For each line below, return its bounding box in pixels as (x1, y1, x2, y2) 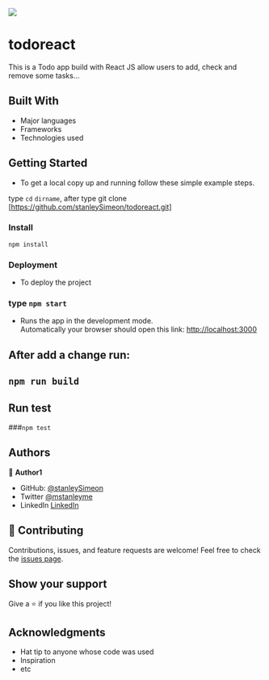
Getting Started (8, 156, 88, 170)
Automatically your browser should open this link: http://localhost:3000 (19, 324, 257, 335)
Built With (8, 94, 59, 108)
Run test (8, 401, 52, 415)
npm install (8, 240, 48, 248)
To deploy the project (19, 277, 91, 287)
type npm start (8, 298, 67, 309)
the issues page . (8, 554, 64, 564)
